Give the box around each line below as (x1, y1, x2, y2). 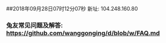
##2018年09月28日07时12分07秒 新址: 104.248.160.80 (6, 5, 138, 12)
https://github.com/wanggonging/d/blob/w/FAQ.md (6, 29, 160, 37)
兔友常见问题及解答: (6, 21, 63, 29)
